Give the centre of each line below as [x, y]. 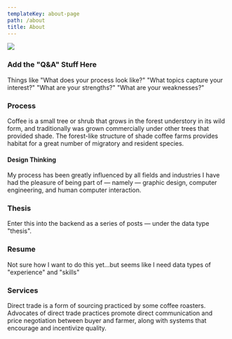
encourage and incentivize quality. [57, 328]
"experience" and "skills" [43, 272]
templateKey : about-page [43, 14]
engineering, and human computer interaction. [74, 190]
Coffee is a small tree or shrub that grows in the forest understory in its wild [116, 121]
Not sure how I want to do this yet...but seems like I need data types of [109, 264]
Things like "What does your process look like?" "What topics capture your [115, 80]
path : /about [26, 20]
